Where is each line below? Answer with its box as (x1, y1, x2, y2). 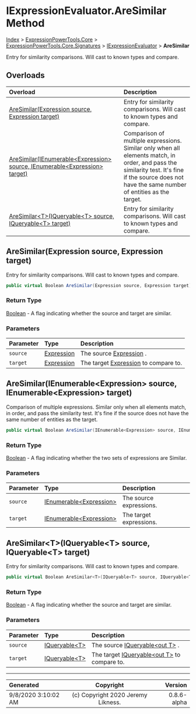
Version (164, 681, 187, 689)
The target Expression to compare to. (80, 359, 183, 367)
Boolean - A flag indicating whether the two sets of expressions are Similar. (6, 455, 187, 462)
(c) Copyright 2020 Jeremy (72, 691, 148, 699)
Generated (9, 681, 39, 689)
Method (6, 16, 45, 30)
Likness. (98, 698, 121, 706)
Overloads (6, 70, 45, 80)
